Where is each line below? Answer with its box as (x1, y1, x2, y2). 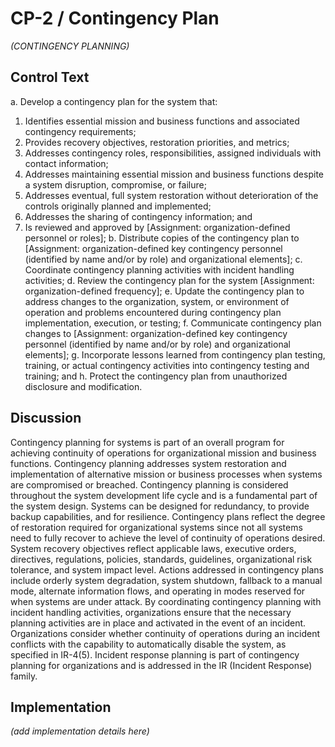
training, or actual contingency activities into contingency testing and (24, 359, 310, 371)
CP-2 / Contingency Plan (10, 7, 220, 30)
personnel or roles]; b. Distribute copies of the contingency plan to (24, 232, 300, 244)
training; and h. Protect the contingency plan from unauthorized (24, 370, 288, 382)
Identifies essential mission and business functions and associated (24, 115, 300, 127)
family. (10, 670, 38, 682)
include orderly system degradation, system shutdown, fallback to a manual (10, 574, 323, 586)
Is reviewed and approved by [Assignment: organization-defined (24, 221, 291, 233)
